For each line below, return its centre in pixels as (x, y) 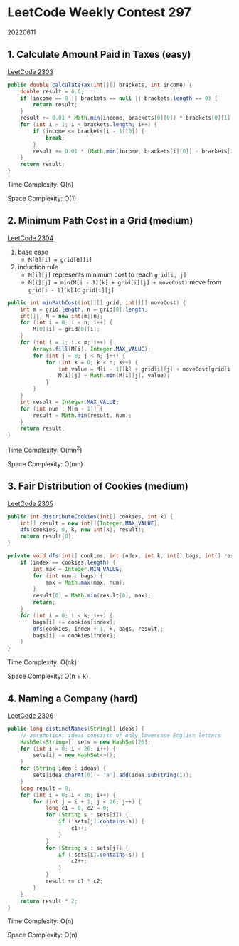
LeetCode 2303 (30, 71)
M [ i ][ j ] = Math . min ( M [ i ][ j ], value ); (114, 376)
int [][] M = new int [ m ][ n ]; (62, 316)
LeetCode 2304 (31, 238)
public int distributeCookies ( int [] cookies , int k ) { (90, 516)
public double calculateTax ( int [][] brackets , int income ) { (100, 85)
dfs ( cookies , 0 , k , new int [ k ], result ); (83, 530)
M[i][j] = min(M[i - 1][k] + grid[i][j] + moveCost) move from (125, 282)
